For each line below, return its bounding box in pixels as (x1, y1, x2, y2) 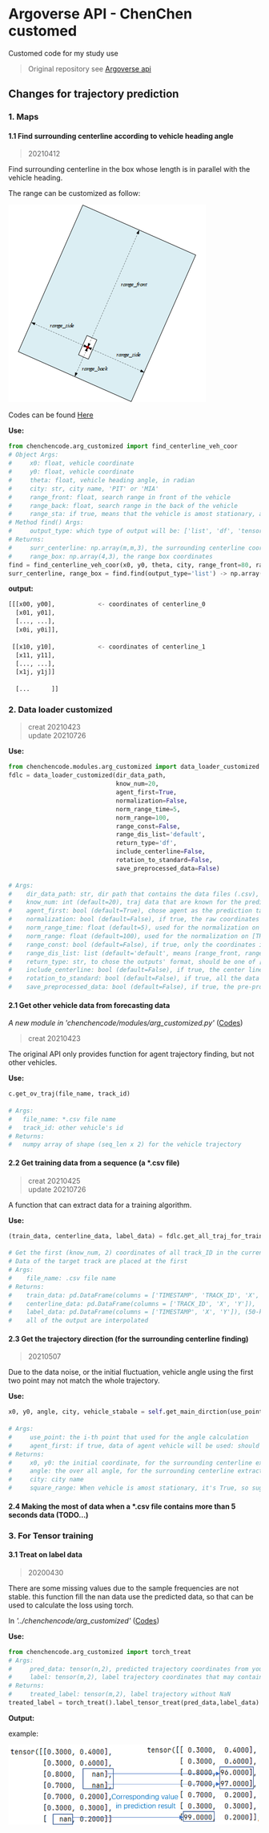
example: (8, 1729, 38, 1738)
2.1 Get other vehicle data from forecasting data (8, 1000, 171, 1010)
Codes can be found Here (8, 410, 94, 420)
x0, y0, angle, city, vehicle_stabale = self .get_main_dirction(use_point (8, 1408, 263, 1416)
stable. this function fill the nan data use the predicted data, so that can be (8, 1591, 254, 1601)
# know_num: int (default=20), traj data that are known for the (8, 898, 242, 907)
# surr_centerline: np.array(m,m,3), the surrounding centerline (8, 543, 246, 552)
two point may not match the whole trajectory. (8, 1376, 160, 1385)
